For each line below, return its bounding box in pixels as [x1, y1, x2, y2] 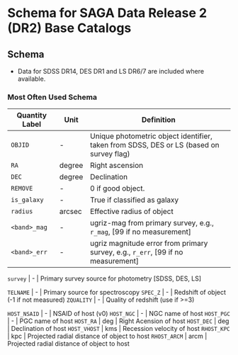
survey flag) [89, 149, 130, 159]
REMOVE [11, 184, 33, 193]
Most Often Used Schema [7, 92, 98, 102]
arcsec [59, 207, 83, 217]
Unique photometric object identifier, [89, 131, 212, 141]
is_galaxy [11, 196, 44, 204]
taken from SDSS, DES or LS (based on [89, 140, 220, 150]
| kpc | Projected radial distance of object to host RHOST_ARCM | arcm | [7, 332, 208, 341]
